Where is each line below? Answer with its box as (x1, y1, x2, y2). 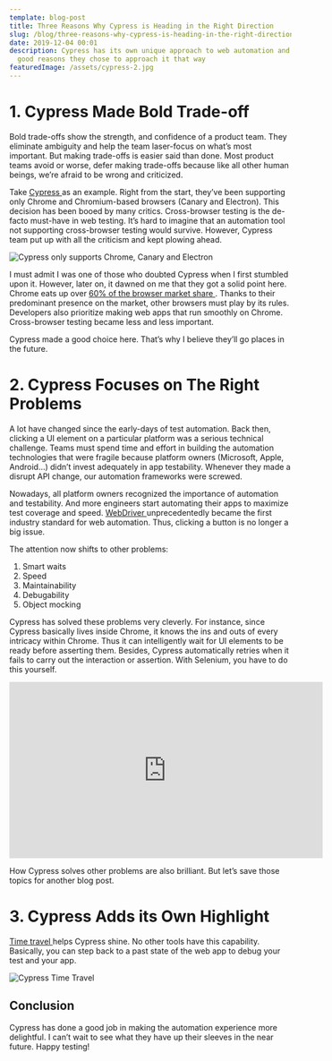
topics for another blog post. (9, 875, 115, 886)
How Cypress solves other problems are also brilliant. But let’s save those (9, 865, 280, 876)
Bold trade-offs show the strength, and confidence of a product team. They (9, 131, 288, 141)
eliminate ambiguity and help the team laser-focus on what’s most (9, 141, 252, 151)
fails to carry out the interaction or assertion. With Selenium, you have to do (9, 655, 288, 665)
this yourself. (9, 663, 57, 674)
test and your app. (9, 954, 77, 965)
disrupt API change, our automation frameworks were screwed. (9, 471, 243, 482)
